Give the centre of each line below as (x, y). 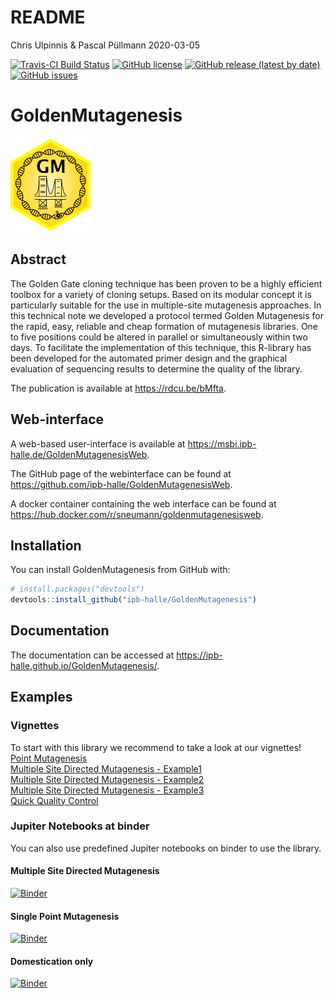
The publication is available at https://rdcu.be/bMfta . (118, 388)
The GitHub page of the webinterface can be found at (121, 473)
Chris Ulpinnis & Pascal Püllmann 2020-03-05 (105, 45)
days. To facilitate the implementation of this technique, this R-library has (161, 347)
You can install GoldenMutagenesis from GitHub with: (120, 570)
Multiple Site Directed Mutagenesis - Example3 (107, 790)
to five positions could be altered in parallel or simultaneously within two (159, 337)
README (48, 17)
